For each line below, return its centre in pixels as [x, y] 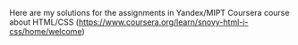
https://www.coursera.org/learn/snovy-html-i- [163, 22]
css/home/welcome [46, 31]
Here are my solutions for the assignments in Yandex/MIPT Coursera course [149, 13]
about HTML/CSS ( [44, 22]
